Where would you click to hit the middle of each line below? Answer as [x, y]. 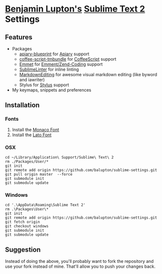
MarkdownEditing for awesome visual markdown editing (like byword [88, 74]
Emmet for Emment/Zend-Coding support [61, 64]
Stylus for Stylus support [44, 85]
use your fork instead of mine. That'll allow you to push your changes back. [80, 266]
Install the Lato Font [32, 135]
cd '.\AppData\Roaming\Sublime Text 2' [45, 205]
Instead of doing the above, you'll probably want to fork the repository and [79, 261]
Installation [22, 105]
